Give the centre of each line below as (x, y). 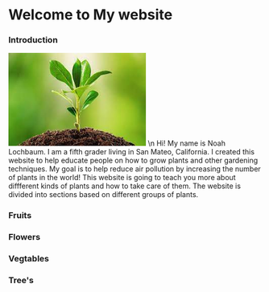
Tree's (21, 281)
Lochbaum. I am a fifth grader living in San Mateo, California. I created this (132, 152)
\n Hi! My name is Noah (186, 143)
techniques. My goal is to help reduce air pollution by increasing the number (135, 169)
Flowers (25, 237)
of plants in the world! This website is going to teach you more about (122, 178)
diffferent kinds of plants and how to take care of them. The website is (125, 186)
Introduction (33, 40)
